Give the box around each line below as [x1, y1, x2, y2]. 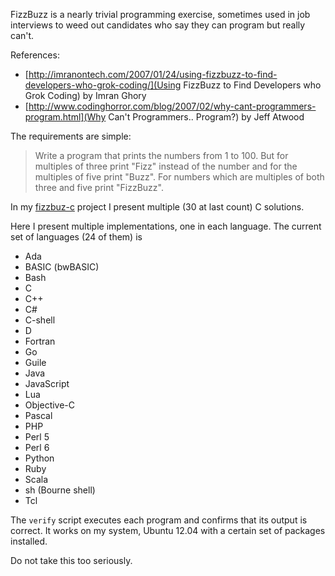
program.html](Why [24, 111, 107, 123]
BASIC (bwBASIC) [24, 261, 100, 273]
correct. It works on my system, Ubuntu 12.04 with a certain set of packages [10, 525, 326, 536]
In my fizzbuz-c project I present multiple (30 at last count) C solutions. [10, 201, 305, 213]
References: [10, 49, 60, 61]
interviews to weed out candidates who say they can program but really [10, 19, 306, 31]
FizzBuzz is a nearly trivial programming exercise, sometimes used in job [10, 9, 311, 20]
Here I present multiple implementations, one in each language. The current [10, 220, 322, 232]
